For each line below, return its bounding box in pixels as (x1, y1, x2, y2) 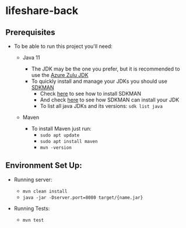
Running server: (13, 176, 52, 183)
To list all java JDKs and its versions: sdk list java (40, 103, 163, 109)
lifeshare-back (5, 4, 79, 17)
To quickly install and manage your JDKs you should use (31, 78, 167, 85)
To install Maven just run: (31, 125, 92, 132)
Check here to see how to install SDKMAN (40, 90, 141, 97)
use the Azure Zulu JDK (31, 72, 89, 78)
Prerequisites (5, 27, 55, 37)
